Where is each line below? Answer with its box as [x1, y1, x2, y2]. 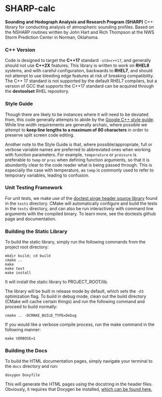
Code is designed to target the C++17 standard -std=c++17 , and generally [5, 58, 151, 63]
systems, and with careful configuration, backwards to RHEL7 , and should [5, 68, 153, 74]
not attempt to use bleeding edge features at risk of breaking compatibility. [5, 73, 154, 79]
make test [5, 266, 25, 271]
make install [5, 271, 31, 275]
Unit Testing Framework [5, 184, 63, 191]
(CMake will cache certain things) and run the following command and [5, 299, 145, 305]
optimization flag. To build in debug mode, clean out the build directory [5, 293, 147, 299]
